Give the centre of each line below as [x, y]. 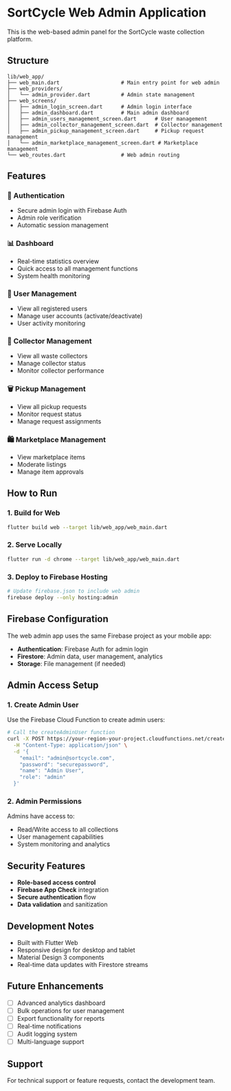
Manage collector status [51, 364]
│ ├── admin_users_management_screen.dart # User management [107, 118]
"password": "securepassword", [64, 765]
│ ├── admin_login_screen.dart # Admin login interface [100, 107]
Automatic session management [63, 225]
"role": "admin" [43, 777]
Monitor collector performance [60, 371]
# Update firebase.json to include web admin [73, 591]
